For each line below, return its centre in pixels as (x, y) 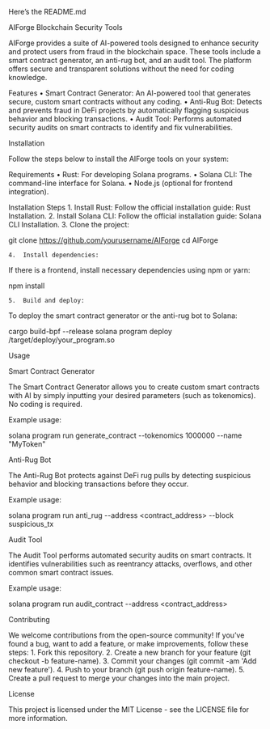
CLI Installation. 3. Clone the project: (69, 225)
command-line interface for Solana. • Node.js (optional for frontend (120, 183)
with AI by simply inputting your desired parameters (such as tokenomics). (132, 395)
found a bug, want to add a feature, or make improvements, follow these (129, 644)
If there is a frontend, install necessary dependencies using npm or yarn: (129, 270)
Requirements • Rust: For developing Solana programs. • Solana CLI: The (130, 174)
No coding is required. (45, 404)
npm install (27, 286)
